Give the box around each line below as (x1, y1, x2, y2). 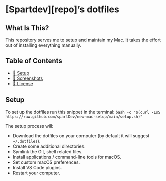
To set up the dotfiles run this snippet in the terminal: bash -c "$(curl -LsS (5, 109, 161, 115)
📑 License (12, 80, 34, 86)
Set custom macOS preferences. (12, 159, 80, 165)
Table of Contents (5, 57, 63, 65)
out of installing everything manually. (5, 42, 82, 48)
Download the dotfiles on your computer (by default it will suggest (12, 132, 150, 139)
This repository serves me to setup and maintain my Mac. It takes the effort (5, 37, 161, 43)
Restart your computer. (12, 170, 60, 176)
